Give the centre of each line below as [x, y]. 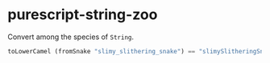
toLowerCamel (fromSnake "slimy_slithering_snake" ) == [102, 51]
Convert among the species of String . [71, 37]
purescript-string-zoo [83, 15]
